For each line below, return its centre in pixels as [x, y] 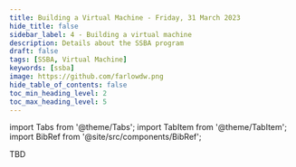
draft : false [34, 51]
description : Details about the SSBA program [96, 43]
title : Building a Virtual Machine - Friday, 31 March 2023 [125, 18]
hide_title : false [44, 26]
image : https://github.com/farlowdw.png [87, 77]
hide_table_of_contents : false [68, 85]
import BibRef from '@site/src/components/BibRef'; [105, 137]
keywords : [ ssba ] [42, 69]
